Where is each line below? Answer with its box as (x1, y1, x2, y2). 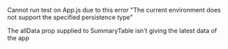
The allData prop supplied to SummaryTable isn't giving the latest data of (7, 27, 218, 35)
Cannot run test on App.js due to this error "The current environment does (7, 6, 222, 14)
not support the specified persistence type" (7, 13, 134, 21)
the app (7, 34, 29, 42)
